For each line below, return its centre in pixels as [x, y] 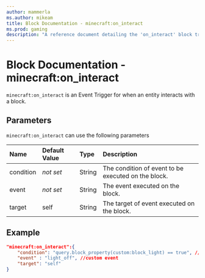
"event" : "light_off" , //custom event [68, 258]
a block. [16, 101]
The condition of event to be [143, 168]
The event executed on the [141, 186]
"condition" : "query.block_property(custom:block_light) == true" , [105, 252]
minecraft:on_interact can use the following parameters [78, 135]
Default [53, 150]
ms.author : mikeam [30, 18]
